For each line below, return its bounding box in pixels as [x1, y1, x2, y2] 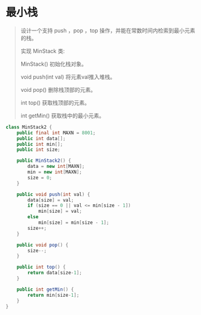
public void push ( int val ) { [16, 191, 90, 198]
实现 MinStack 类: [20, 47, 65, 55]
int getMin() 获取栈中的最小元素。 [20, 112, 104, 119]
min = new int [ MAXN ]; [27, 169, 83, 175]
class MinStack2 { [5, 124, 52, 130]
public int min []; [16, 141, 63, 147]
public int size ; [16, 147, 61, 153]
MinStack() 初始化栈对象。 [20, 60, 87, 67]
